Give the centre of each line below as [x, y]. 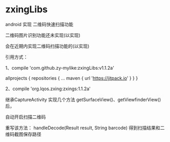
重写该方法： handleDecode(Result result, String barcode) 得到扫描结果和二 [85, 128]
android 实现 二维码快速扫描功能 [39, 24]
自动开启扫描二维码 [26, 117]
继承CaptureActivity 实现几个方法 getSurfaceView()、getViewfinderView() [83, 99]
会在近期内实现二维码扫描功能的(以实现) [47, 46]
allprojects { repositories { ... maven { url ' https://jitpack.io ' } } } [72, 78]
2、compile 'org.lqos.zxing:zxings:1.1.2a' [48, 89]
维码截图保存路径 [23, 134]
